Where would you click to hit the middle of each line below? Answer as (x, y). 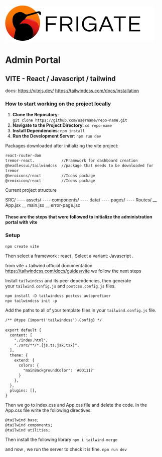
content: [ (21, 335)
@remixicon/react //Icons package (50, 181)
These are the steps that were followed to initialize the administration (79, 216)
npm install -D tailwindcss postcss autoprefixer (58, 296)
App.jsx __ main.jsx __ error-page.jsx (43, 205)
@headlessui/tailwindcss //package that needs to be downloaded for (79, 166)
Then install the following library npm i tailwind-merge (61, 440)
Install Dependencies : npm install (49, 131)
